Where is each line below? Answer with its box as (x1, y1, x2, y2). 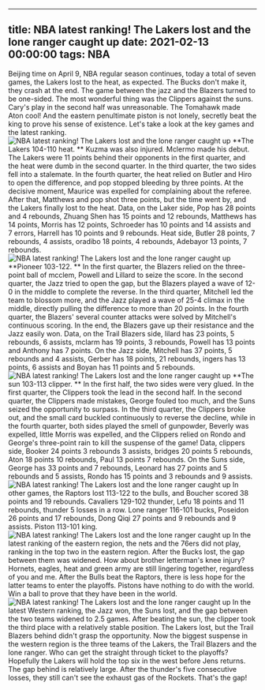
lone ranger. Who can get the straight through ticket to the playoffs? (8, 647, 229, 657)
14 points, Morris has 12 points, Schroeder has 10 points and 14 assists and (8, 219, 252, 229)
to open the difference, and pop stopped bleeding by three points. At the (8, 178, 244, 187)
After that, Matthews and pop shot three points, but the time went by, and (8, 194, 247, 204)
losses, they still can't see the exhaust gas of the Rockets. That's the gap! (8, 673, 248, 682)
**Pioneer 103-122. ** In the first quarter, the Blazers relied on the (8, 261, 224, 271)
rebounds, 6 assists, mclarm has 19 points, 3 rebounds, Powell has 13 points (8, 337, 256, 347)
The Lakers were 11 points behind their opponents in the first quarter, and (8, 152, 246, 162)
